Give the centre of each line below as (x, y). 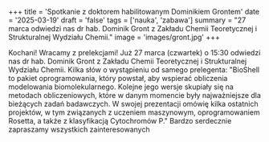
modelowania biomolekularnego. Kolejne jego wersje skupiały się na (121, 87)
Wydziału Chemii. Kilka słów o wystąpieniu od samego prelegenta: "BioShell (134, 70)
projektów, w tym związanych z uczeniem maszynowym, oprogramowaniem (134, 112)
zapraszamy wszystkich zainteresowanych (79, 129)
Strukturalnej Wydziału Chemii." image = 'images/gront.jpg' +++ (114, 37)
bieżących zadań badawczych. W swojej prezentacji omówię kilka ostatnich (133, 104)
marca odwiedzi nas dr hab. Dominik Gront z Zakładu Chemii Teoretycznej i (133, 28)
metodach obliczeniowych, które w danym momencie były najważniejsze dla (134, 95)
